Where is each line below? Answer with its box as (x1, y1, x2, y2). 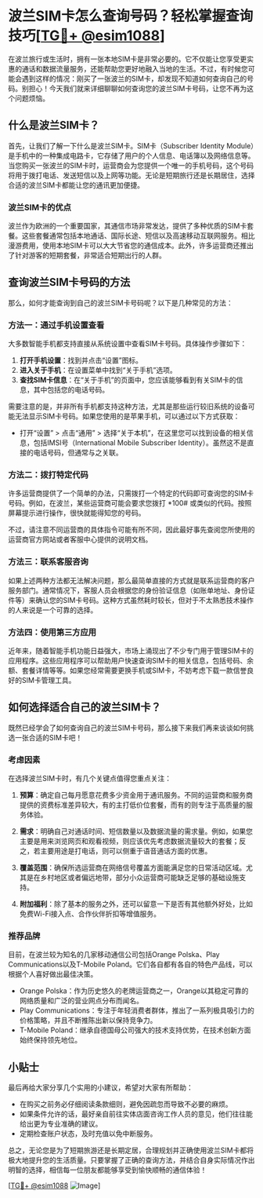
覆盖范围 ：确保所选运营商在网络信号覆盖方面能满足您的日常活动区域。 (19, 863, 247, 872)
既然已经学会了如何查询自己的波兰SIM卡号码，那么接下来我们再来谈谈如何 (8, 723, 247, 732)
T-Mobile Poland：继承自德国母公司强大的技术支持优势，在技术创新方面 (19, 1025, 252, 1035)
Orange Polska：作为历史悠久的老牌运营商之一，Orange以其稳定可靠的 (19, 986, 249, 995)
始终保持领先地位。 (19, 1035, 82, 1045)
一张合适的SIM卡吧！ (14, 732, 83, 742)
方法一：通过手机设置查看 (8, 320, 105, 331)
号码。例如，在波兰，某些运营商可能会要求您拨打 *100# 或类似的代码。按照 (8, 499, 252, 508)
